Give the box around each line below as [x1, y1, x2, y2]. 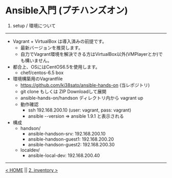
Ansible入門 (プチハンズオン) [5, 5, 128, 16]
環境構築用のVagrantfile [12, 75, 63, 82]
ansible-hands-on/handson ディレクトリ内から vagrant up [20, 95, 143, 101]
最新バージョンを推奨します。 [20, 44, 83, 51]
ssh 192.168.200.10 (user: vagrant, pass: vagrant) [28, 107, 132, 113]
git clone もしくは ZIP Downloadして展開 [20, 88, 106, 95]
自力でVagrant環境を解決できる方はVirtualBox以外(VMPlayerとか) [20, 51, 159, 57]
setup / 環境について [12, 23, 56, 29]
